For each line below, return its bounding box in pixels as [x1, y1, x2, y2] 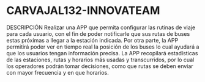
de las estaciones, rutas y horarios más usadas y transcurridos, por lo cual [6, 56, 195, 63]
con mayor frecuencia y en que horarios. [6, 69, 109, 76]
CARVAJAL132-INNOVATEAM [6, 4, 160, 18]
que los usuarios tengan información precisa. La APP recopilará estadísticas [6, 49, 198, 56]
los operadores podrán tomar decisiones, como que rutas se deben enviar [6, 62, 194, 70]
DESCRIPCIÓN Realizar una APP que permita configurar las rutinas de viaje [6, 24, 196, 31]
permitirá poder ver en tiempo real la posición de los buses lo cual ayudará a [6, 43, 199, 50]
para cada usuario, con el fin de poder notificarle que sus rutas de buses [6, 30, 190, 37]
